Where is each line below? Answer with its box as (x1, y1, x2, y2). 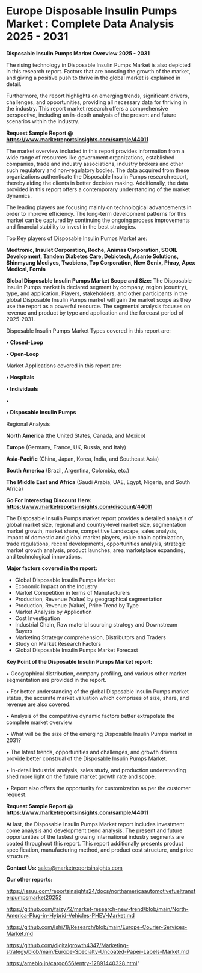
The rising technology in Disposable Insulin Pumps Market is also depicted (6, 61, 191, 69)
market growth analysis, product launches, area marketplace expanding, (6, 546, 185, 554)
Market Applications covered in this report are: (6, 362, 121, 369)
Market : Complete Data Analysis (6, 17, 174, 31)
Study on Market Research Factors (14, 640, 101, 647)
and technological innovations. (6, 553, 82, 560)
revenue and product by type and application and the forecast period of (6, 308, 184, 316)
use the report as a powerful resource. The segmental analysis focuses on (6, 302, 191, 310)
